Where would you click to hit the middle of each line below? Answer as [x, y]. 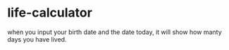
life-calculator [50, 13]
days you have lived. [37, 39]
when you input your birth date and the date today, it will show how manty [114, 32]
